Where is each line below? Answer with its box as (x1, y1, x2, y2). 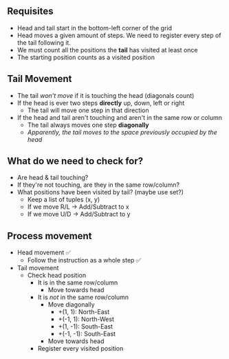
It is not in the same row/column (37, 293, 129, 302)
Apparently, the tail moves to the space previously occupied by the (27, 127, 218, 136)
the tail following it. (17, 38, 71, 47)
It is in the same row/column (37, 278, 118, 287)
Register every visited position (37, 345, 124, 353)
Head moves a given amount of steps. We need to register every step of (17, 31, 221, 39)
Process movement (7, 230, 92, 242)
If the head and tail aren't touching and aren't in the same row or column (17, 113, 222, 121)
